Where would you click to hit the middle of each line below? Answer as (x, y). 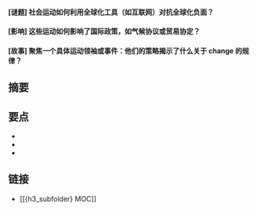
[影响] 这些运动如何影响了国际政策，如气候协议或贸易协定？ (104, 31)
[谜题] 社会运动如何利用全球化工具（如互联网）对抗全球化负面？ (111, 12)
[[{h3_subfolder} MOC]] (58, 198)
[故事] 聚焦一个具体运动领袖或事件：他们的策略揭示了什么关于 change (121, 50)
